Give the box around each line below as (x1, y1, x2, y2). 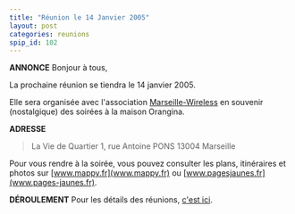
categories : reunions (9, 29, 90, 38)
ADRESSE (9, 124, 46, 135)
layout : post (9, 21, 58, 30)
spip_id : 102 (9, 37, 58, 47)
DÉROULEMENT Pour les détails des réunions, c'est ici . (9, 194, 213, 205)
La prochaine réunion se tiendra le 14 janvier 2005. (9, 79, 197, 90)
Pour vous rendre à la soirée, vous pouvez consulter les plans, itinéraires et (9, 158, 286, 169)
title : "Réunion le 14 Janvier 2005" (9, 12, 150, 22)
